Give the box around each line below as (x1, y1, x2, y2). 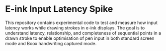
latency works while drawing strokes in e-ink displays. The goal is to (5, 25, 145, 30)
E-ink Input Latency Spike (5, 3, 113, 15)
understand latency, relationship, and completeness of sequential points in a (5, 30, 162, 36)
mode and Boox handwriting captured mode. (5, 40, 97, 46)
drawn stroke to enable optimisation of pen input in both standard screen (5, 35, 155, 41)
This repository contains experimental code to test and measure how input (5, 20, 158, 25)
